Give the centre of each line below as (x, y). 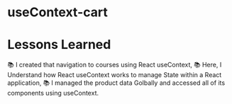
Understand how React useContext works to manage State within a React (115, 75)
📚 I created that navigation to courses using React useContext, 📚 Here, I (115, 65)
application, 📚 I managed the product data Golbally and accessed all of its (116, 83)
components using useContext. (53, 93)
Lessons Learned (59, 45)
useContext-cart (57, 12)
